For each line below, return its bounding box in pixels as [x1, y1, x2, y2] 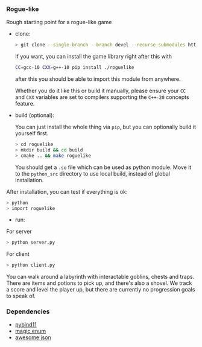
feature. [14, 100, 35, 107]
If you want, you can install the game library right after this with [14, 53, 172, 60]
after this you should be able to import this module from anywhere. [14, 75, 181, 83]
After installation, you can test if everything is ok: [6, 188, 128, 195]
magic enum [14, 328, 46, 335]
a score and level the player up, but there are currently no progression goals [6, 286, 195, 293]
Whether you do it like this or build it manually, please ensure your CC [14, 87, 186, 95]
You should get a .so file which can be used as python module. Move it [14, 164, 192, 171]
